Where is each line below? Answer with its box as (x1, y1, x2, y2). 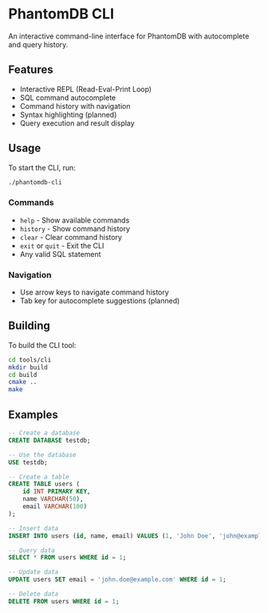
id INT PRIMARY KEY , (22, 487, 91, 496)
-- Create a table (8, 473, 69, 481)
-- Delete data (8, 590, 59, 599)
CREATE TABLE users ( (8, 480, 81, 488)
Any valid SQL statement (19, 249, 101, 258)
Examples (8, 407, 58, 421)
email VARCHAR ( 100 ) (22, 503, 88, 511)
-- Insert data (8, 524, 59, 532)
